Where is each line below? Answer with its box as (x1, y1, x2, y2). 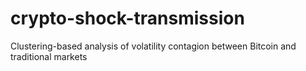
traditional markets (10, 50, 88, 62)
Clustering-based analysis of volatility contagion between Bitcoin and (10, 40, 297, 52)
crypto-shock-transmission (10, 7, 245, 30)
